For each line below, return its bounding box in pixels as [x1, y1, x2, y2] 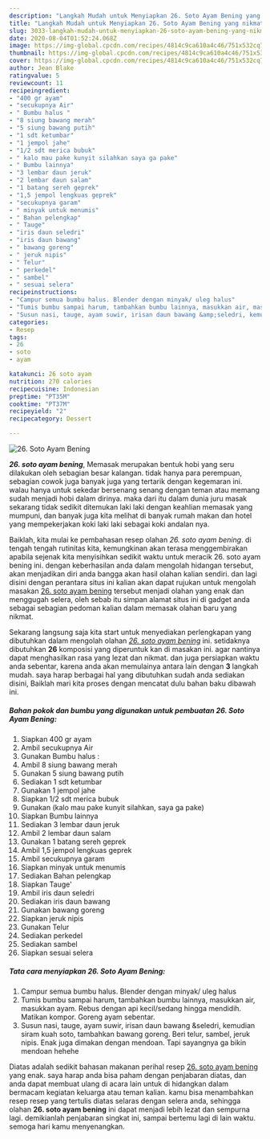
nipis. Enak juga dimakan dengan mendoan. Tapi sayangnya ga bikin [20, 1038, 247, 1047]
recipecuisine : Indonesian [9, 385, 99, 393]
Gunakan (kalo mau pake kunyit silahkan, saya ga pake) [20, 802, 205, 812]
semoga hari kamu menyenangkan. [9, 1121, 125, 1131]
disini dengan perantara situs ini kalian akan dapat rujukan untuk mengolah [9, 578, 256, 587]
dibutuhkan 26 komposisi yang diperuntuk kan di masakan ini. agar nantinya [9, 645, 260, 653]
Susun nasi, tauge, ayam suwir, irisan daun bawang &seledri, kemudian [20, 1020, 256, 1030]
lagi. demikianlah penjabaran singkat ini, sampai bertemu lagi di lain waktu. [9, 1112, 256, 1122]
